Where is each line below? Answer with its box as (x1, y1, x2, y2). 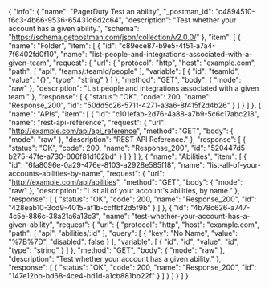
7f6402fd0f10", (8, 50, 59, 59)
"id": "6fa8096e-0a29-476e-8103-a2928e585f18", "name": (8, 160, 206, 169)
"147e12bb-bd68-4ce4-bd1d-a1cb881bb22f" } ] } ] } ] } (8, 271, 189, 280)
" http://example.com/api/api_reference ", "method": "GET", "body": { (8, 126, 234, 136)
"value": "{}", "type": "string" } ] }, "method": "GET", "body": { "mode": (8, 75, 242, 84)
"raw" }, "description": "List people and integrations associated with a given (8, 83, 259, 93)
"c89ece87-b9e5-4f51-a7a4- (118, 41, 216, 51)
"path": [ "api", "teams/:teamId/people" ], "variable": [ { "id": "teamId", (8, 67, 240, 75)
